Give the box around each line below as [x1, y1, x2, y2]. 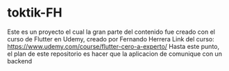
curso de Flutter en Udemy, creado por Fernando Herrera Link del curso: [7, 34, 214, 43]
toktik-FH [7, 5, 62, 21]
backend [7, 57, 33, 65]
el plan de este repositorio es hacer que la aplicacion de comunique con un [7, 50, 222, 58]
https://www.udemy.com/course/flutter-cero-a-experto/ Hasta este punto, [7, 42, 220, 50]
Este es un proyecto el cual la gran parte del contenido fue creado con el [7, 28, 215, 36]
